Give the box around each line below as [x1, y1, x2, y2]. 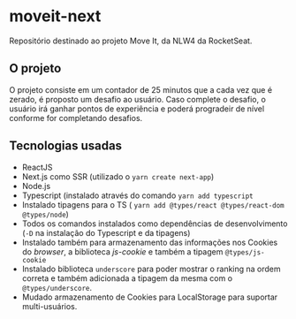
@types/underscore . [21, 282, 93, 292]
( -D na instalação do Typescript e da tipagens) [21, 227, 191, 238]
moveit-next [9, 6, 102, 27]
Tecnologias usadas [9, 139, 122, 154]
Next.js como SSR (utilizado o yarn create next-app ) [21, 171, 215, 182]
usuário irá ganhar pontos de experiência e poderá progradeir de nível [9, 103, 265, 114]
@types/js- [224, 247, 265, 257]
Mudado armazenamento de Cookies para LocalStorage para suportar [21, 292, 278, 302]
